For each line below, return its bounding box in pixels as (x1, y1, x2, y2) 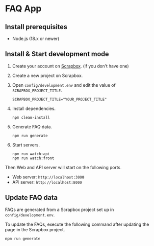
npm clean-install (12, 115, 50, 120)
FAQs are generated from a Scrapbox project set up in (5, 207, 114, 212)
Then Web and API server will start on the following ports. (5, 164, 122, 170)
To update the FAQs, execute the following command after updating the (5, 221, 150, 227)
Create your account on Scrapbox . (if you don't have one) (12, 63, 129, 69)
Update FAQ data (5, 193, 58, 202)
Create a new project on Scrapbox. (12, 72, 83, 78)
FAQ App (5, 3, 42, 14)
